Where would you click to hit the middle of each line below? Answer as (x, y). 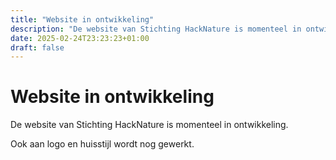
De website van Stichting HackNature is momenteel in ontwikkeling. (149, 125)
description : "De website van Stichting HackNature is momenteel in (156, 29)
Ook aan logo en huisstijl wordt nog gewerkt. (102, 144)
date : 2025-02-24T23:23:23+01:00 (80, 38)
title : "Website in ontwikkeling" (82, 19)
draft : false (37, 47)
